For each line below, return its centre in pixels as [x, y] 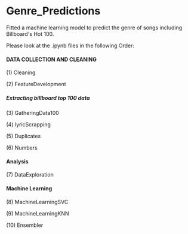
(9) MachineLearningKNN [38, 213]
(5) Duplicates [24, 136]
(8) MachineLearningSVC [37, 202]
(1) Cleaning [21, 72]
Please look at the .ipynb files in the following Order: [70, 45]
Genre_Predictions [53, 11]
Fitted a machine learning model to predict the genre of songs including [94, 28]
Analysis [17, 161]
